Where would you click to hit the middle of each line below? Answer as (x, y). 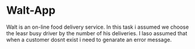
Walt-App (31, 10)
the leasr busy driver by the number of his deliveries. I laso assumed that (97, 33)
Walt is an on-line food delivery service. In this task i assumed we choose (97, 27)
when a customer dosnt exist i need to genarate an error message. (89, 39)
